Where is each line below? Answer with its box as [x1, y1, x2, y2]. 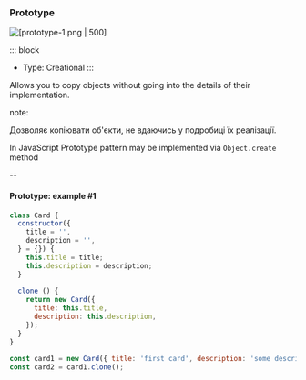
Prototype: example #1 [9, 190, 97, 201]
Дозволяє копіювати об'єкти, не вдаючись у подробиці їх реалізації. [9, 125, 277, 135]
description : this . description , [33, 312, 157, 321]
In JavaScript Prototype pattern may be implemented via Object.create [9, 143, 277, 154]
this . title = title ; [25, 253, 104, 262]
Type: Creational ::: [22, 62, 94, 74]
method [9, 152, 39, 163]
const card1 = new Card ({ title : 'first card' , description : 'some [9, 355, 271, 364]
